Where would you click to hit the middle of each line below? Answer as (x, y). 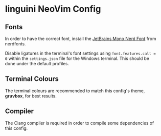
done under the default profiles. (37, 64)
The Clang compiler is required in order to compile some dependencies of (80, 123)
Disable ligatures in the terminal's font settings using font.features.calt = (80, 53)
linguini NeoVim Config (53, 9)
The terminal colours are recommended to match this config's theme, (75, 91)
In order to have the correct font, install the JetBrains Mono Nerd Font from (81, 39)
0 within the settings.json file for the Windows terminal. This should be (77, 58)
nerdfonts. (15, 44)
